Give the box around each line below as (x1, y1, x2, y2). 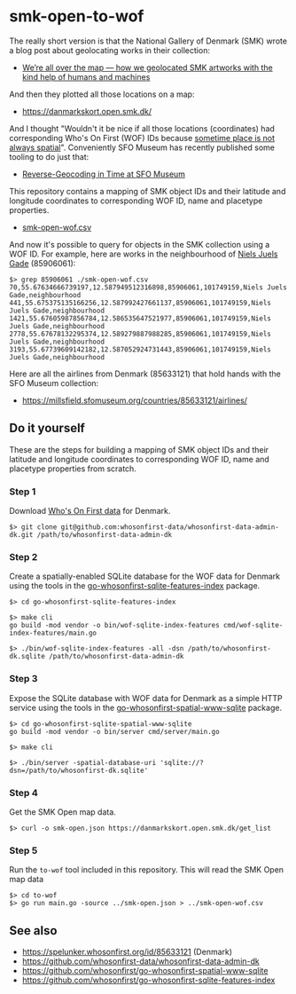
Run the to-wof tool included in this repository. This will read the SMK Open (9, 864, 284, 875)
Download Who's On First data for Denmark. (9, 506, 171, 517)
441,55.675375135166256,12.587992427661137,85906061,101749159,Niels (9, 298, 272, 307)
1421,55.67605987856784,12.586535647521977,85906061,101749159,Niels (9, 313, 272, 323)
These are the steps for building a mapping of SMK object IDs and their (9, 444, 269, 454)
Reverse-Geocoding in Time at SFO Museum (21, 169, 186, 179)
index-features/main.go (9, 628, 97, 638)
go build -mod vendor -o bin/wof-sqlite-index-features (9, 621, 220, 630)
